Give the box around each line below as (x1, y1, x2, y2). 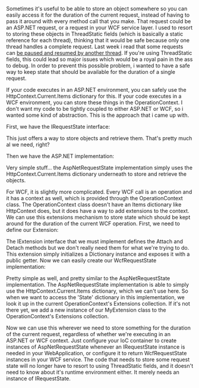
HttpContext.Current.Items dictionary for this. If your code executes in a (6, 92, 182, 100)
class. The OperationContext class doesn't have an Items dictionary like (6, 201, 182, 208)
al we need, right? (6, 141, 50, 148)
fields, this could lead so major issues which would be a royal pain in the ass (6, 56, 193, 63)
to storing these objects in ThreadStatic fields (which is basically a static (6, 30, 184, 38)
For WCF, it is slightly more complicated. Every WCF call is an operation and (6, 188, 192, 195)
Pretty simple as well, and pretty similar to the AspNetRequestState (6, 275, 170, 282)
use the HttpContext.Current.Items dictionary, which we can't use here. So (6, 287, 188, 294)
